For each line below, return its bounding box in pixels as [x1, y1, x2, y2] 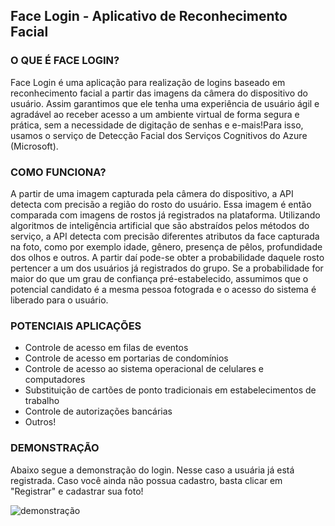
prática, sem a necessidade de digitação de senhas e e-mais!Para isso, [10, 119, 304, 131]
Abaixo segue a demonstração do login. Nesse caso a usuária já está [10, 464, 295, 476]
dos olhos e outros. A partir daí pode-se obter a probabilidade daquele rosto [10, 251, 325, 263]
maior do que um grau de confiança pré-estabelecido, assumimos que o [10, 272, 309, 284]
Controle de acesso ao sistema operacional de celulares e [24, 363, 264, 375]
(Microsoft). [10, 140, 59, 152]
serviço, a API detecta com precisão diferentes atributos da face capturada [10, 230, 320, 242]
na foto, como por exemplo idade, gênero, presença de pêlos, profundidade [10, 240, 323, 253]
